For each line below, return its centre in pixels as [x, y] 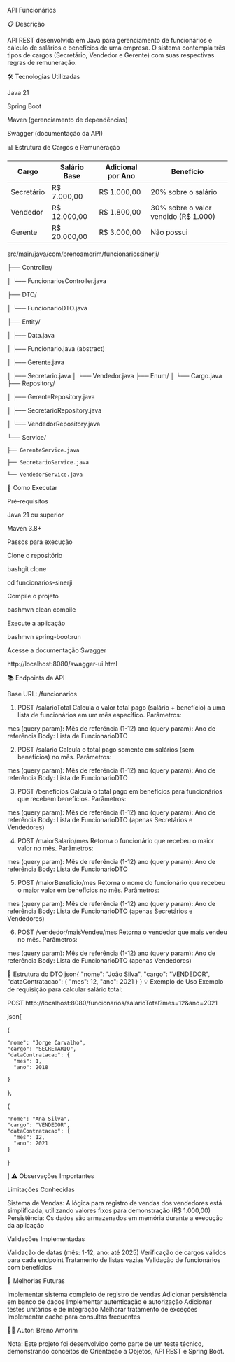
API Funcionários [32, 10]
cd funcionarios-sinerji [40, 582]
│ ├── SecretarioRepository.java [55, 410]
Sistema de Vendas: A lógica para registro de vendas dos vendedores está [115, 1203]
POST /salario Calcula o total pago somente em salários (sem [106, 750]
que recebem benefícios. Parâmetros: [72, 799]
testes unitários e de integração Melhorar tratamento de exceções [102, 1309]
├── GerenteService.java [43, 450]
